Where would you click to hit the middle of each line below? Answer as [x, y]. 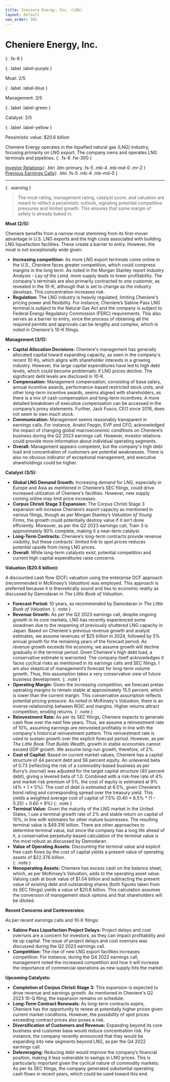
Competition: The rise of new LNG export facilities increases [76, 952]
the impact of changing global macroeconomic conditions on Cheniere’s [88, 430]
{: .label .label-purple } [29, 69]
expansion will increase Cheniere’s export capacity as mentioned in [83, 510]
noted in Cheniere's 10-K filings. [46, 330]
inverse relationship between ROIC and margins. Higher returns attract [86, 706]
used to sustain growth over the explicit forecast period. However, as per [88, 739]
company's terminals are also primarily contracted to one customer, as [86, 281]
